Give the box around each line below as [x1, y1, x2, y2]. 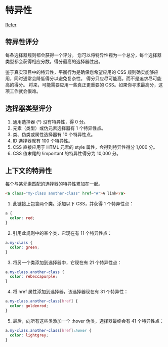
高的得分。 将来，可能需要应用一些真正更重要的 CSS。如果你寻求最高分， [5, 81, 159, 88]
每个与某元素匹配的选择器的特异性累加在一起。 [5, 181, 103, 187]
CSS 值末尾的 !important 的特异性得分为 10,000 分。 [12, 150, 121, 156]
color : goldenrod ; [10, 303, 49, 309]
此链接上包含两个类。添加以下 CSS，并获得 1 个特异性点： [12, 201, 134, 207]
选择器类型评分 [5, 104, 52, 113]
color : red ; [10, 215, 35, 221]
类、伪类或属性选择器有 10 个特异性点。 [12, 131, 96, 137]
